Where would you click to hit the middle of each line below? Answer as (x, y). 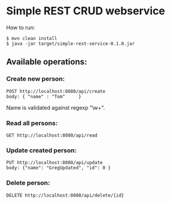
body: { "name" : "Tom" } (44, 97)
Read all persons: (32, 123)
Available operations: (47, 62)
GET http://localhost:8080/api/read (52, 135)
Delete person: (28, 183)
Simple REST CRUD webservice (86, 11)
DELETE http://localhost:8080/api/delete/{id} (65, 195)
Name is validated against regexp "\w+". (56, 107)
